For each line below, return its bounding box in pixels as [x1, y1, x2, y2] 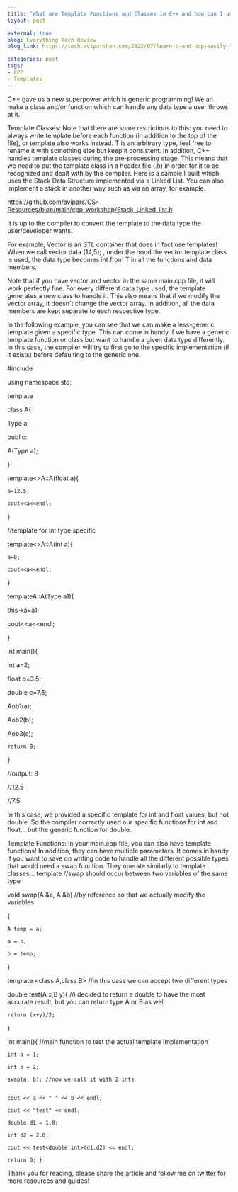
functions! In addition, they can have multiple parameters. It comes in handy [7, 846, 229, 855]
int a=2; [7, 660, 30, 669]
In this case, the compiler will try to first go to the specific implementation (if [7, 343, 230, 351]
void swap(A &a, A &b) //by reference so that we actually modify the [7, 890, 205, 899]
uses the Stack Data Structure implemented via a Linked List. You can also [7, 176, 225, 185]
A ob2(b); [7, 715, 34, 724]
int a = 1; [7, 1051, 40, 1058]
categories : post [7, 56, 59, 63]
